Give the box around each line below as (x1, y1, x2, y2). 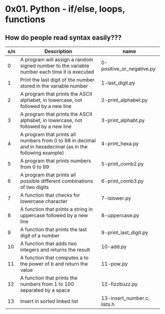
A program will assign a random (20, 56, 93, 63)
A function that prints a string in (20, 206, 93, 212)
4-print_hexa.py (101, 140, 139, 147)
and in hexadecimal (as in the (20, 143, 88, 150)
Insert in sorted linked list (20, 298, 79, 305)
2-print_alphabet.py (101, 97, 148, 104)
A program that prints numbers (20, 157, 91, 164)
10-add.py (101, 243, 127, 250)
